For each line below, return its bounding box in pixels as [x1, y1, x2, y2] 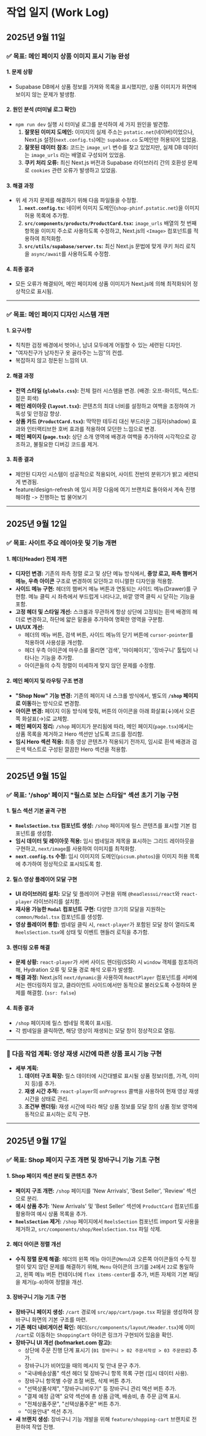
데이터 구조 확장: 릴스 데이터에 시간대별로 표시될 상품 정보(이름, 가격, [24, 1072, 188, 1079]
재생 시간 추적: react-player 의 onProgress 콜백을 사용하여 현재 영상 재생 [24, 1087, 199, 1094]
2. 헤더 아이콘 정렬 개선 [6, 1240, 61, 1248]
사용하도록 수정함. [67, 250, 110, 258]
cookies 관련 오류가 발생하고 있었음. [31, 166, 118, 174]
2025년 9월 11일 [6, 32, 66, 42]
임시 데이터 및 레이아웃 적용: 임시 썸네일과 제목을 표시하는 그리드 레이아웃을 [15, 838, 195, 845]
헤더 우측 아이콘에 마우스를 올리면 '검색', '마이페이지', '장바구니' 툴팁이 [24, 646, 192, 654]
